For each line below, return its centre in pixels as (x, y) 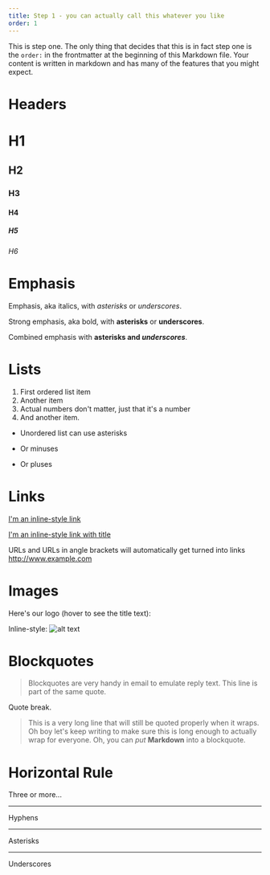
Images (33, 591)
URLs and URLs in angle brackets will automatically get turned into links (127, 550)
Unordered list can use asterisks (74, 433)
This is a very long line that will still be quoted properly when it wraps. (143, 723)
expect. (21, 72)
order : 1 (23, 23)
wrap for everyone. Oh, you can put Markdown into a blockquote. (137, 740)
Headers (37, 104)
